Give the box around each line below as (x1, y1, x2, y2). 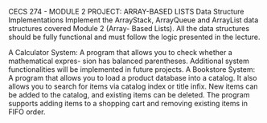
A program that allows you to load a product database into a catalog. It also (8, 73, 257, 82)
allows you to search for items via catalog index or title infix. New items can (8, 81, 259, 91)
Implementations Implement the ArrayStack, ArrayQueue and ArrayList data (8, 15, 259, 25)
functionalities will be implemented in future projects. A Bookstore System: (8, 65, 256, 74)
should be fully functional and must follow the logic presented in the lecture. (8, 32, 261, 42)
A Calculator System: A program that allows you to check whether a (8, 48, 233, 57)
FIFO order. (8, 107, 46, 117)
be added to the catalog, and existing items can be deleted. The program (8, 90, 250, 99)
